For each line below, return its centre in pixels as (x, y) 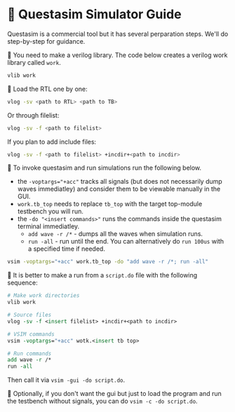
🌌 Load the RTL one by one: (47, 89)
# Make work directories (43, 296)
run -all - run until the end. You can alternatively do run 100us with (126, 242)
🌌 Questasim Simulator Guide (94, 14)
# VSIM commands (31, 334)
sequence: (23, 283)
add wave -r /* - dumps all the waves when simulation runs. (115, 234)
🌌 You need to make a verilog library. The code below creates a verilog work (117, 55)
